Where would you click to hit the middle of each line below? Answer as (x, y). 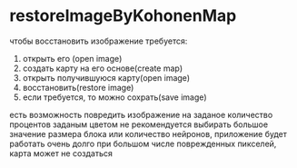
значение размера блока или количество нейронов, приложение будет (148, 133)
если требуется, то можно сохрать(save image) (114, 97)
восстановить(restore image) (78, 87)
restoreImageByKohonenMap (123, 16)
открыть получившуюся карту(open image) (106, 77)
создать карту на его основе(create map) (103, 68)
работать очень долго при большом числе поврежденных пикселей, (143, 143)
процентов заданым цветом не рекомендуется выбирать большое (139, 124)
